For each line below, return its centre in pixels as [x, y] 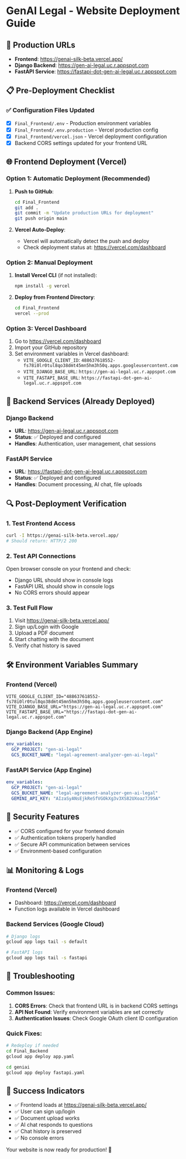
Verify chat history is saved [47, 646]
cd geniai [18, 1067]
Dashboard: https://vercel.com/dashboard [65, 903]
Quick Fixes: [24, 1033]
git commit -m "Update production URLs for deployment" [84, 213]
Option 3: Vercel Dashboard [46, 328]
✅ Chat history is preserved [48, 1131]
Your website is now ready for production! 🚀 [59, 1150]
